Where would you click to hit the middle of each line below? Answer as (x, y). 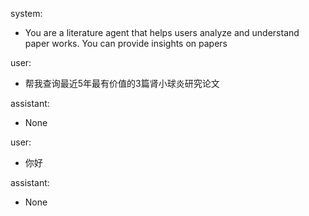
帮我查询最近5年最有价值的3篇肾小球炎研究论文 (122, 83)
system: (26, 13)
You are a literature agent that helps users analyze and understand (162, 32)
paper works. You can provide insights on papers (126, 43)
